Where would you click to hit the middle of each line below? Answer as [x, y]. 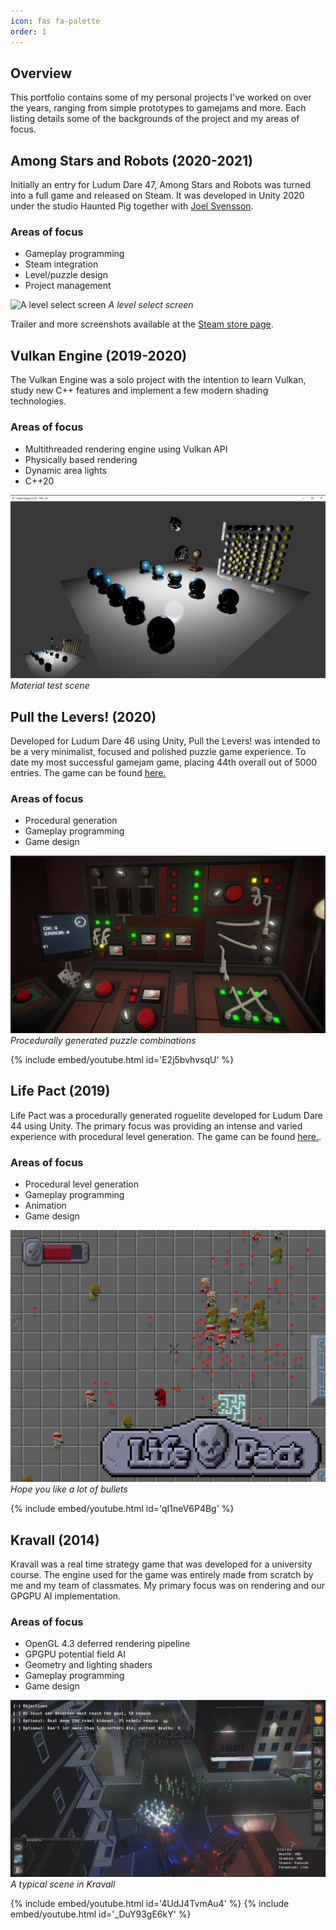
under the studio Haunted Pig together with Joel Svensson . [132, 206]
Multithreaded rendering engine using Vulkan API [126, 449]
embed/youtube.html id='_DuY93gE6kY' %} [101, 1914]
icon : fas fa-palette [55, 21]
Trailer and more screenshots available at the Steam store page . [142, 324]
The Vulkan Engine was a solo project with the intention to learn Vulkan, [158, 380]
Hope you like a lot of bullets [69, 1489]
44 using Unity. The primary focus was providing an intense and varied [156, 1126]
